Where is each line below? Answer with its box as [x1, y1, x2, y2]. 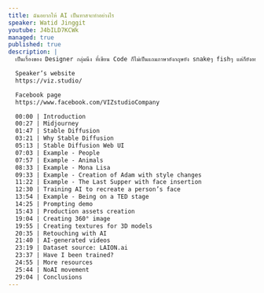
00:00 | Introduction [15, 112, 86, 120]
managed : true [8, 33, 55, 42]
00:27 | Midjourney [15, 119, 79, 128]
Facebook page [15, 91, 61, 99]
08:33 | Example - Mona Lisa [15, 163, 111, 171]
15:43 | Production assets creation [15, 207, 135, 215]
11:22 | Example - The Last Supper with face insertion [15, 178, 202, 186]
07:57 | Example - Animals [15, 156, 104, 164]
